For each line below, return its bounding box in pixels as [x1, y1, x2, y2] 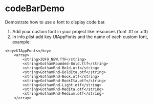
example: [12, 39, 31, 44]
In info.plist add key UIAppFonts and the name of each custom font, [12, 34, 148, 40]
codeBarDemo [5, 3, 65, 14]
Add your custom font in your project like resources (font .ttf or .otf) [12, 28, 148, 34]
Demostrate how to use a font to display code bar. [5, 19, 106, 25]
